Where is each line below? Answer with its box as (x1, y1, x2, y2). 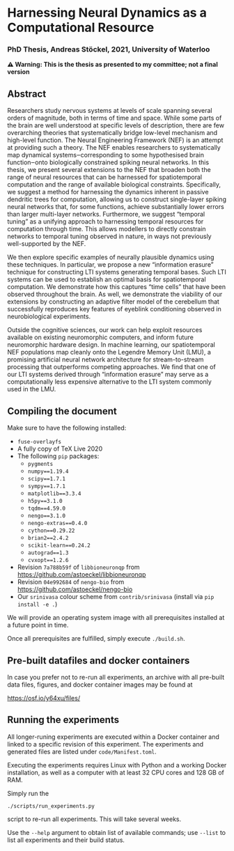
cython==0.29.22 (27, 527, 75, 534)
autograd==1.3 (27, 549, 69, 556)
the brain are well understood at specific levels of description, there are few (7, 121, 225, 130)
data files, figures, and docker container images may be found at (7, 680, 193, 689)
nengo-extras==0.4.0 (27, 520, 88, 527)
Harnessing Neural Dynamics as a (7, 5, 208, 21)
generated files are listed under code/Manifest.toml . (7, 747, 157, 756)
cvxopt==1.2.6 (27, 557, 69, 564)
